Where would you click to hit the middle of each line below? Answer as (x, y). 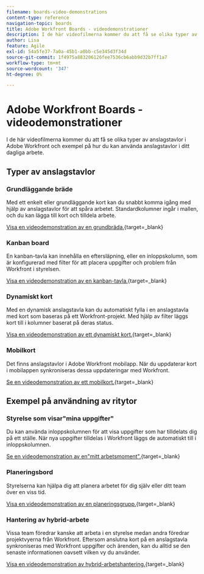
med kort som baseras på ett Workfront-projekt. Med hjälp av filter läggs (97, 316)
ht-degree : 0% (24, 74)
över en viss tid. (26, 492)
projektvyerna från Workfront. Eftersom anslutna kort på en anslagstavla (97, 539)
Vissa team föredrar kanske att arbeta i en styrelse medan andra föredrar (98, 533)
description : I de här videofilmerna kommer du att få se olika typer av (102, 35)
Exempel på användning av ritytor (72, 401)
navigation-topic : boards (39, 23)
